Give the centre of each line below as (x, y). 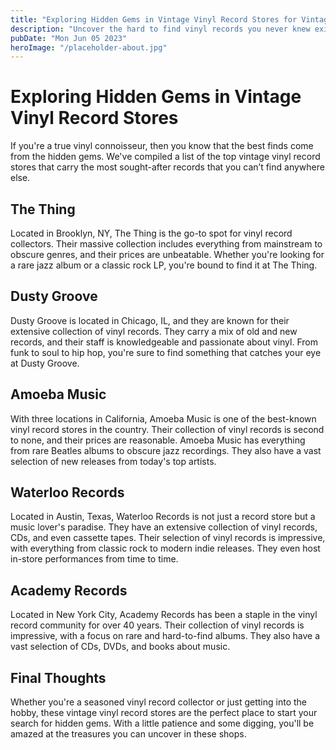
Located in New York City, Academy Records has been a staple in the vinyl (164, 615)
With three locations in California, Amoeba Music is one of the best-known (163, 418)
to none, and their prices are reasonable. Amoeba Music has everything (158, 440)
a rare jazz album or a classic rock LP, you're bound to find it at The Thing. (164, 265)
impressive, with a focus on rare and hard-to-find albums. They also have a (165, 636)
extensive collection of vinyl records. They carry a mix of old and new (154, 331)
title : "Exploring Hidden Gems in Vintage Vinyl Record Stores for (154, 19)
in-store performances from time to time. (94, 559)
